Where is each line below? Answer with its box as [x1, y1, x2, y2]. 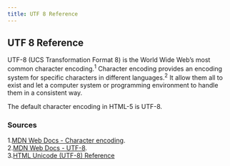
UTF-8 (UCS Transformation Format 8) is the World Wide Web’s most [7, 56, 211, 64]
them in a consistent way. [7, 88, 83, 97]
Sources [7, 120, 37, 130]
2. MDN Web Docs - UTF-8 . [7, 144, 88, 152]
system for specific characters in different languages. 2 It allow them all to [7, 72, 224, 82]
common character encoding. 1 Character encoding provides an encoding [7, 63, 223, 73]
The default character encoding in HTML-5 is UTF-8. [7, 102, 163, 110]
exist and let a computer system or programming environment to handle [7, 81, 219, 89]
